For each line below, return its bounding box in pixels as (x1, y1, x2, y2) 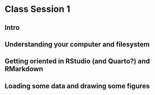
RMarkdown (4, 65, 43, 73)
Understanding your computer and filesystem (4, 40, 150, 48)
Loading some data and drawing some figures (4, 82, 150, 90)
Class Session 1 (4, 3, 70, 15)
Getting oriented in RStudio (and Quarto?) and (4, 57, 150, 66)
